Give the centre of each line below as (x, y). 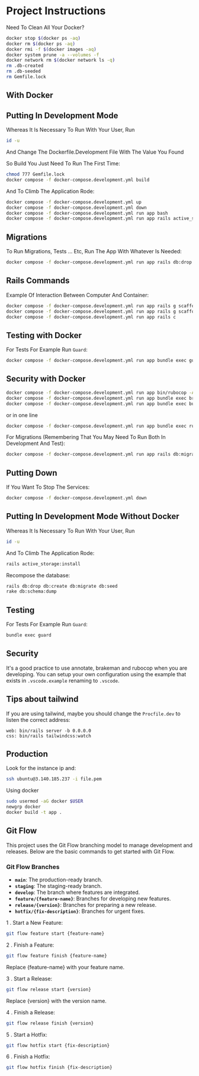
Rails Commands (38, 281)
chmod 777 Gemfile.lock (36, 174)
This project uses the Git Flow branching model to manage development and (99, 845)
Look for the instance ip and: (41, 768)
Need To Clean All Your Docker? (45, 27)
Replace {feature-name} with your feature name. (65, 967)
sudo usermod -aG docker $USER (45, 801)
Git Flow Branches (33, 867)
